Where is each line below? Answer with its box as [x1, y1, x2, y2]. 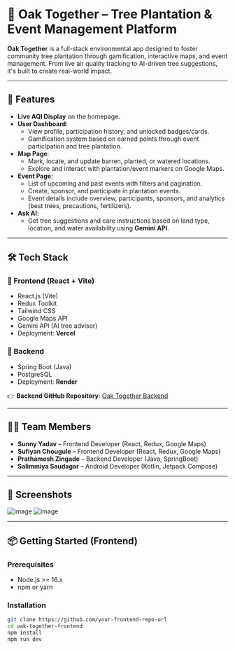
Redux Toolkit [17, 299, 57, 307]
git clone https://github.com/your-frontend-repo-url [7, 616, 168, 623]
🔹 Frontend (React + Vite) [7, 276, 95, 286]
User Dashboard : [17, 119, 68, 128]
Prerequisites [7, 560, 54, 569]
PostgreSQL [17, 370, 52, 378]
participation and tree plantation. [27, 141, 122, 150]
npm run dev [7, 635, 42, 643]
